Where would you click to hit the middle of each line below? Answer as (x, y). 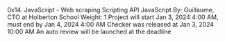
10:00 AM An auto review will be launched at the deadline (89, 31)
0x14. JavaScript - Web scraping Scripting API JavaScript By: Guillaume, (111, 10)
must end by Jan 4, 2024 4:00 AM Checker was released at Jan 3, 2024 (111, 24)
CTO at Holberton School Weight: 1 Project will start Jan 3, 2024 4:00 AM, (113, 17)
